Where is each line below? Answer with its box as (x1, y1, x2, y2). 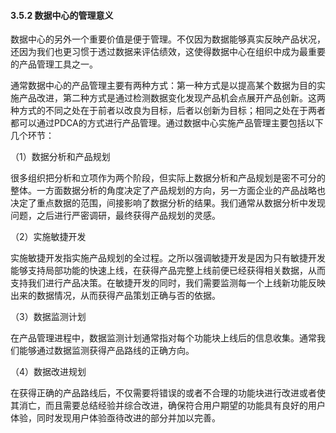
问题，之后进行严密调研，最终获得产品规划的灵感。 (10, 210, 221, 222)
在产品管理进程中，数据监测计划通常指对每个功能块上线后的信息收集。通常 (10, 332, 317, 344)
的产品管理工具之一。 (10, 58, 98, 70)
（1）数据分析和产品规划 (10, 151, 111, 163)
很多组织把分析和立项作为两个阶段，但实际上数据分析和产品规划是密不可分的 (10, 172, 326, 184)
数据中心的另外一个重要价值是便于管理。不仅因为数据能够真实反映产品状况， (10, 33, 326, 45)
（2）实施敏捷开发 (10, 231, 87, 243)
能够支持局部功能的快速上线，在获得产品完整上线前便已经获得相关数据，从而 (10, 265, 326, 277)
